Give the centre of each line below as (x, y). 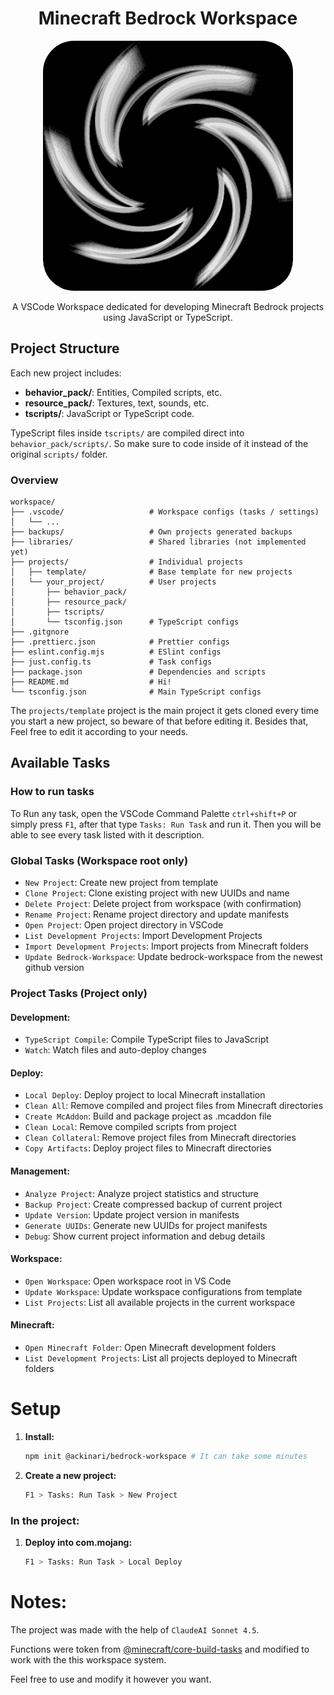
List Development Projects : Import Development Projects (143, 936)
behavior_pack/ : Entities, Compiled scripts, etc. (123, 392)
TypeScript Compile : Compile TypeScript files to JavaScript (147, 1039)
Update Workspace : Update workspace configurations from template (163, 1291)
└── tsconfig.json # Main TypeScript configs (136, 692)
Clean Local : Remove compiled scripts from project (130, 1127)
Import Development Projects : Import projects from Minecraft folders (166, 946)
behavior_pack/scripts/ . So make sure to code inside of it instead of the (159, 443)
